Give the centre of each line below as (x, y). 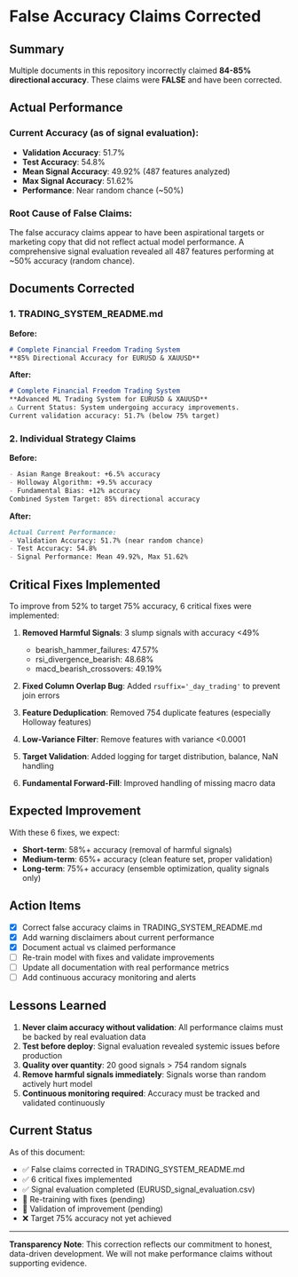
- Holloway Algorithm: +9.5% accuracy (81, 483)
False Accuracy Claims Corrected (135, 16)
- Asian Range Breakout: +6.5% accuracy (85, 474)
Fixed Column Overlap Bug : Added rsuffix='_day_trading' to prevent (151, 686)
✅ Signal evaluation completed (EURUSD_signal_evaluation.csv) (138, 1189)
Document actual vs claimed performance (98, 947)
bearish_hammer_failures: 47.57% (97, 650)
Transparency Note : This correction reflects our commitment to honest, (141, 1244)
